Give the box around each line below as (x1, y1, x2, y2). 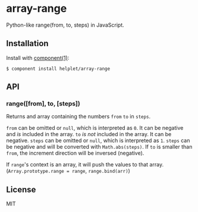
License (6, 184, 36, 194)
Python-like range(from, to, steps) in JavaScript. (6, 21, 125, 28)
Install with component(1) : (6, 54, 70, 61)
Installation (6, 38, 49, 49)
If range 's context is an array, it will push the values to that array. (6, 161, 164, 168)
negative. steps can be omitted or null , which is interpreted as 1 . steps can (6, 137, 190, 144)
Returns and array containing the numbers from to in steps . (6, 113, 151, 120)
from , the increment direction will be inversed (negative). (6, 150, 144, 157)
